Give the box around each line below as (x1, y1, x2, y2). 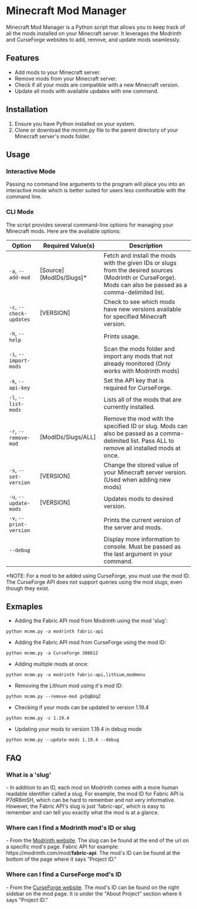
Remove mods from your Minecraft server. (14, 75, 117, 82)
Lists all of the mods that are (103, 395, 182, 403)
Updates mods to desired (103, 494, 174, 503)
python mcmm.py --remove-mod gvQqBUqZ (6, 694, 101, 700)
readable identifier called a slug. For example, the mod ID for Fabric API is (6, 790, 184, 797)
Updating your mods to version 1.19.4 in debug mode (14, 726, 142, 733)
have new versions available (103, 305, 182, 313)
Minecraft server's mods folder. (14, 132, 91, 139)
